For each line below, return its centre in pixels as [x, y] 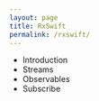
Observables [46, 79]
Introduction [45, 60]
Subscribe [41, 89]
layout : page [34, 18]
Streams [38, 69]
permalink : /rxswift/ [50, 34]
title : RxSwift [38, 26]
